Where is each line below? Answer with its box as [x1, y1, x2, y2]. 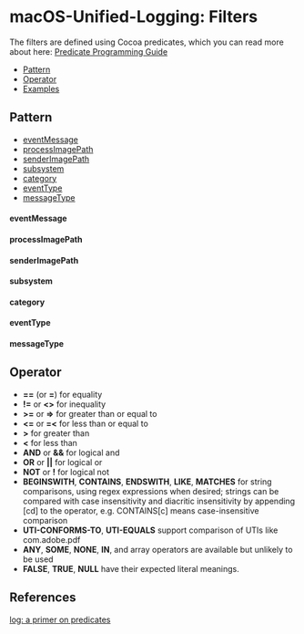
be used [22, 554, 54, 565]
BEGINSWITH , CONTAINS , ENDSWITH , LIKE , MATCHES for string [22, 476, 272, 487]
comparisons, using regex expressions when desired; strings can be [22, 485, 279, 496]
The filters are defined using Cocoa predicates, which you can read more [9, 36, 284, 47]
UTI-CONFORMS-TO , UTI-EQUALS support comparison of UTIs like [22, 525, 279, 535]
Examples [22, 83, 60, 94]
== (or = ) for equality [22, 389, 103, 400]
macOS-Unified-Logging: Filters [9, 6, 258, 27]
